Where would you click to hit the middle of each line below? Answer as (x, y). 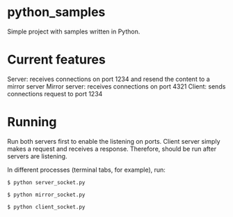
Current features (56, 60)
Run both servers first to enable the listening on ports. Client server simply (114, 141)
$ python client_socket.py (46, 207)
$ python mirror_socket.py (46, 195)
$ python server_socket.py (46, 182)
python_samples (56, 12)
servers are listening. (37, 156)
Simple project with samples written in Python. (74, 31)
